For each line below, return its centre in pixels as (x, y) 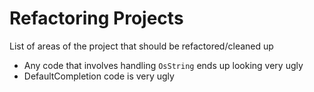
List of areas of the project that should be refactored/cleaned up (141, 46)
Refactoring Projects (96, 18)
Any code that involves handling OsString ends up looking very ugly (163, 65)
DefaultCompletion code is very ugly (99, 76)
